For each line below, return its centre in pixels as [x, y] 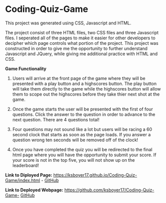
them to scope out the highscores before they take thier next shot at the [86, 94]
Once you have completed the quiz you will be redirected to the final [82, 149]
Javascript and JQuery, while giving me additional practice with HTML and [82, 54]
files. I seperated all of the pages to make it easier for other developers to [80, 38]
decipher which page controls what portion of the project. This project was [82, 43]
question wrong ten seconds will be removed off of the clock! [75, 140]
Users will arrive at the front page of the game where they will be [79, 78]
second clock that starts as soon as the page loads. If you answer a [82, 134]
